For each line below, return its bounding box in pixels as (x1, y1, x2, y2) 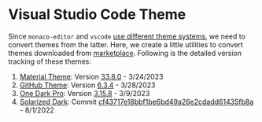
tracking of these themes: (8, 57, 92, 66)
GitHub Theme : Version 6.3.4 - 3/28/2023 (19, 80, 156, 90)
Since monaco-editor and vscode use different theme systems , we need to (8, 31, 246, 41)
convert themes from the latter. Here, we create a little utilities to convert (8, 39, 244, 49)
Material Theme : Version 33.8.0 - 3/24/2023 (19, 72, 164, 81)
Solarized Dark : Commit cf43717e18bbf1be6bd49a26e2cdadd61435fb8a (19, 97, 254, 106)
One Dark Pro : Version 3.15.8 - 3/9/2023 (19, 88, 150, 98)
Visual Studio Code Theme (8, 6, 186, 24)
